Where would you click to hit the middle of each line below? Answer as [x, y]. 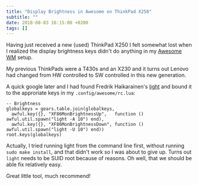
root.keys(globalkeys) [34, 135]
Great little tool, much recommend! [48, 176]
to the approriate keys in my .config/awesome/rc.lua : [71, 93]
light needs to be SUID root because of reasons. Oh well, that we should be [99, 158]
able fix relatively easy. [34, 165]
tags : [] [17, 28]
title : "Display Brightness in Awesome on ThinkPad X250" [79, 12]
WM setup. [20, 57]
